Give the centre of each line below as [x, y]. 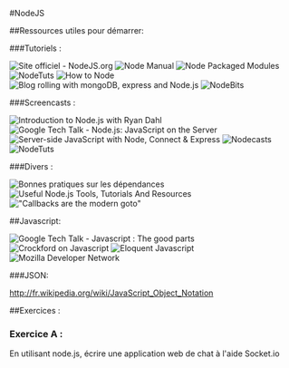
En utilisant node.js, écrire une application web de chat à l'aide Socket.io [144, 353]
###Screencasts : [43, 102]
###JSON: [29, 275]
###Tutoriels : [35, 48]
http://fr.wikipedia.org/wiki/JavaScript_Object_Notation [111, 293]
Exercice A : [36, 334]
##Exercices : [35, 310]
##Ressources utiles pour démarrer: [77, 30]
